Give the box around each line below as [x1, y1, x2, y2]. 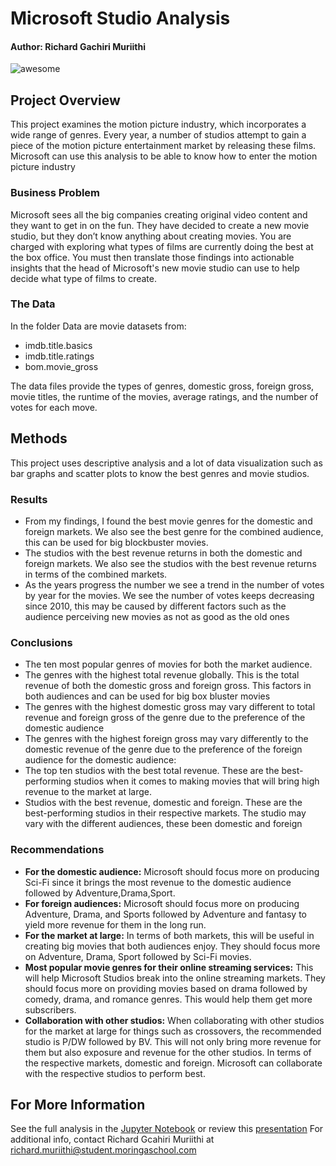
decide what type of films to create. [10, 272, 157, 284]
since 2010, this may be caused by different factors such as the [24, 600, 287, 612]
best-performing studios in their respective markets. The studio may [24, 807, 307, 819]
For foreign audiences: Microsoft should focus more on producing [24, 897, 300, 909]
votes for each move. [10, 401, 98, 413]
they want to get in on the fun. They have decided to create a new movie [10, 219, 310, 231]
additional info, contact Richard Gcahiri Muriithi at [10, 1133, 215, 1146]
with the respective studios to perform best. [24, 1067, 206, 1079]
